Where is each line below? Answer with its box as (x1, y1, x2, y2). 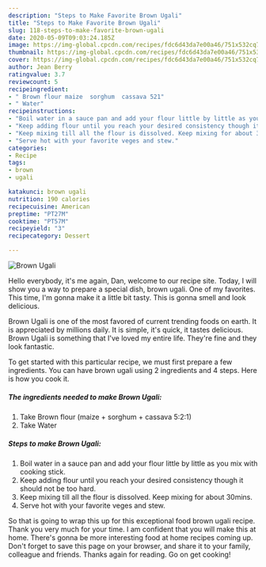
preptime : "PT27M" (8, 210, 69, 218)
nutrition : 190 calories (8, 195, 90, 203)
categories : (8, 144, 47, 152)
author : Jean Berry (8, 63, 73, 71)
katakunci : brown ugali (8, 188, 87, 196)
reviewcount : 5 (8, 78, 59, 86)
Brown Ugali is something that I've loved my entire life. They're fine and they (8, 333, 257, 343)
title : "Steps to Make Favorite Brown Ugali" (8, 19, 161, 27)
